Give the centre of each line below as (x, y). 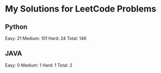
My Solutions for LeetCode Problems (81, 9)
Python (16, 27)
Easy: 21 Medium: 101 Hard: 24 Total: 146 (46, 38)
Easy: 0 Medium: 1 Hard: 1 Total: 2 (39, 65)
